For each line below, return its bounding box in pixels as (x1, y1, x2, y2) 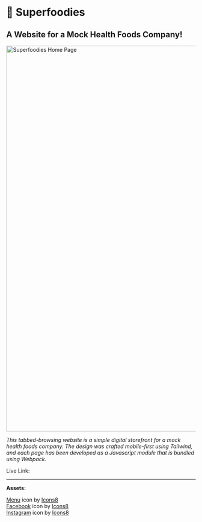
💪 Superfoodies (6, 5, 85, 19)
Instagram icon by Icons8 (6, 509, 69, 516)
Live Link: (6, 467, 30, 474)
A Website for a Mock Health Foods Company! (6, 30, 183, 40)
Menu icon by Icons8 (6, 496, 58, 503)
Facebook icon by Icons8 (6, 503, 69, 509)
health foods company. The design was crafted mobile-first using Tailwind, (6, 443, 193, 450)
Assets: (6, 485, 26, 491)
